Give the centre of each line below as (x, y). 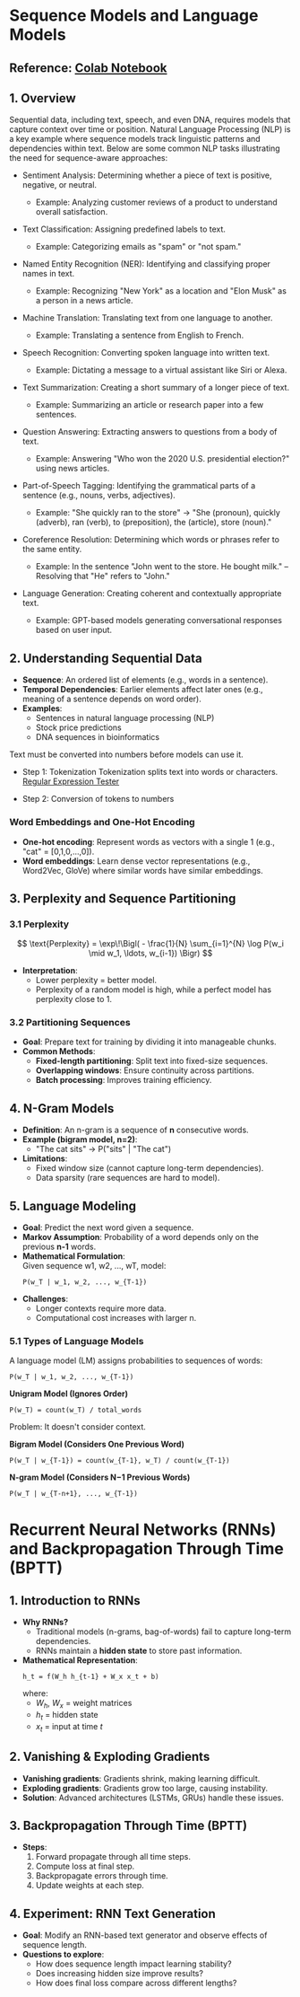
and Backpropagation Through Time (146, 1548)
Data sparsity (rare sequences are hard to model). (128, 1178)
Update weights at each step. (90, 1886)
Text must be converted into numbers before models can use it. (126, 754)
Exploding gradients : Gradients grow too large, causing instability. (145, 1788)
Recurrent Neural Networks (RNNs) (143, 1530)
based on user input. (73, 630)
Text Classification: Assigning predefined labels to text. (124, 229)
